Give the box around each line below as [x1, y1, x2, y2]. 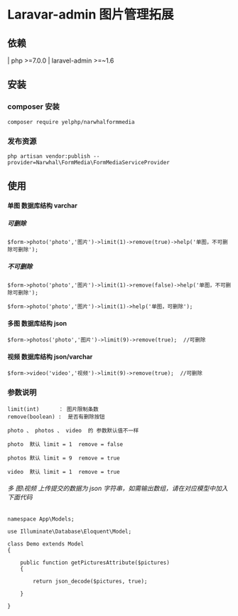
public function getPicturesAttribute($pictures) [20, 559, 171, 566]
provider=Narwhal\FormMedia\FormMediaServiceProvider [7, 159, 171, 166]
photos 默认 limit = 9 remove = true [7, 455, 120, 462]
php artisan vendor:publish [7, 152, 91, 160]
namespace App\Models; [7, 515, 75, 523]
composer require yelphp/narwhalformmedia [7, 118, 135, 125]
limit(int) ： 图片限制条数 [7, 405, 99, 413]
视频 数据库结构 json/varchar [7, 352, 93, 361]
